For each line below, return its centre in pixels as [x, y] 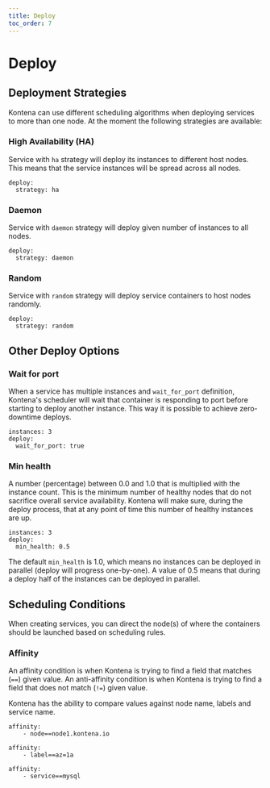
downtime [25, 417]
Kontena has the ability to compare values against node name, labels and [130, 703]
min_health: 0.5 [43, 547]
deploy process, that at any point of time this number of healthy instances [131, 510]
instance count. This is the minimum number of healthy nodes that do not [130, 492]
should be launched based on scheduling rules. [87, 632]
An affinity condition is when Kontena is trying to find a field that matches [130, 671]
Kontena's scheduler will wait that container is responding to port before [128, 400]
